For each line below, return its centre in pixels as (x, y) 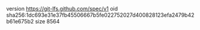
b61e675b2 (20, 21)
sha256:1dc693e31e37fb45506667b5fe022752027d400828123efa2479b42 (100, 15)
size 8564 (47, 21)
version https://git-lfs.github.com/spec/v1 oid (62, 9)
